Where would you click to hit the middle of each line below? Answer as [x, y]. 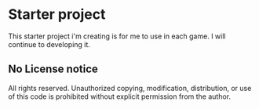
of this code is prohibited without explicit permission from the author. [120, 96]
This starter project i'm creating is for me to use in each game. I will [117, 36]
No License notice [53, 69]
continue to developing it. [49, 44]
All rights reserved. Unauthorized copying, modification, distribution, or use [130, 88]
